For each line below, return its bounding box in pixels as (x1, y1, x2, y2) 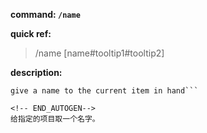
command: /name (10, 9, 81, 20)
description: (10, 67, 63, 78)
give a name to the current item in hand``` (10, 86, 199, 96)
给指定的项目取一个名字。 (10, 114, 100, 124)
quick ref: (10, 28, 52, 39)
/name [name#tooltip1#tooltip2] (34, 47, 165, 59)
